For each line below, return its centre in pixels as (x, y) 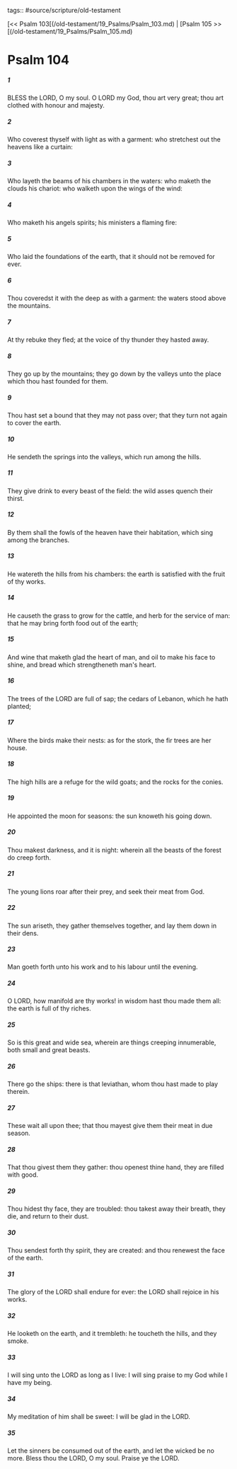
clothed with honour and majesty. (56, 105)
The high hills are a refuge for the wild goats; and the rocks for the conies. (115, 782)
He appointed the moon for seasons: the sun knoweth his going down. (110, 816)
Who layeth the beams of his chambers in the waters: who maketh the (109, 181)
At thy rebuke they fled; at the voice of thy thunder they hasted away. (108, 340)
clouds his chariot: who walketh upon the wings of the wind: (95, 189)
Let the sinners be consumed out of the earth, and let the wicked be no (111, 1451)
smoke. (18, 1341)
